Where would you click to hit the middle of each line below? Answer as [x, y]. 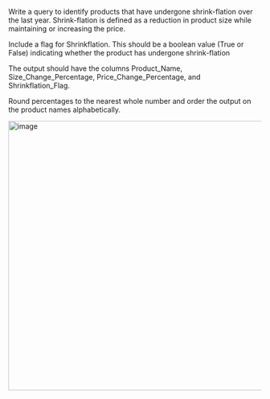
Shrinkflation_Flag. [39, 85]
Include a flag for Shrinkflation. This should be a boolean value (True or [126, 44]
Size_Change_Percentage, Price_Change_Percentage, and [104, 77]
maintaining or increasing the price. [67, 29]
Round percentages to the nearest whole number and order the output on [130, 101]
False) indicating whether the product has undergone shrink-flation [119, 53]
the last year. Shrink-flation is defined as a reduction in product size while [130, 20]
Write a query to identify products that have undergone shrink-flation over [131, 12]
